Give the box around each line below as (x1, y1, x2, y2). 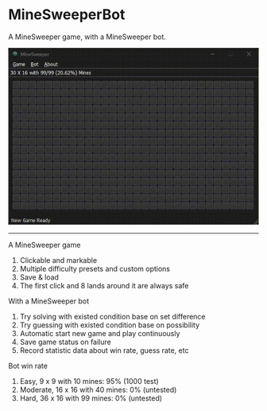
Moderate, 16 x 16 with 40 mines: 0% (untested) (19, 385, 177, 394)
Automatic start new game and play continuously (19, 328, 180, 338)
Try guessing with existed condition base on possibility (19, 320, 200, 330)
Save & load (19, 272, 60, 282)
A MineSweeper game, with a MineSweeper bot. (8, 32, 167, 41)
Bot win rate (8, 361, 48, 370)
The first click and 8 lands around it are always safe (19, 280, 189, 290)
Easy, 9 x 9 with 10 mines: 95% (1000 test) (19, 376, 159, 386)
